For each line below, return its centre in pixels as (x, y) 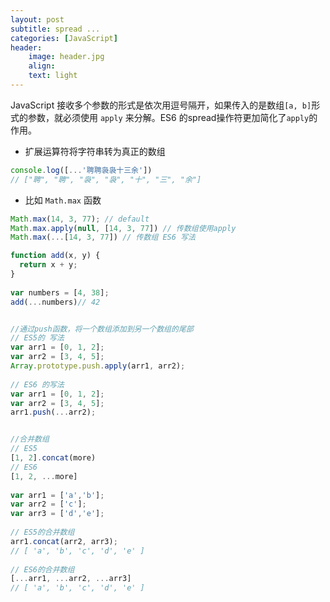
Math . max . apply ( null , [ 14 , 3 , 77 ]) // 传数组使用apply (123, 228)
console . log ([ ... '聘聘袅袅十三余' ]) (81, 170)
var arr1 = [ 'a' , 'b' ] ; (57, 495)
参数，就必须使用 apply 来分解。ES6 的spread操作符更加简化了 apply (168, 117)
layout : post (37, 19)
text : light (53, 76)
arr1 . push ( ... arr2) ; (53, 412)
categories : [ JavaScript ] (64, 38)
